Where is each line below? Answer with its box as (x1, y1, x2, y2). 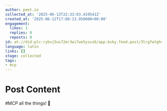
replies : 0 (9, 30, 32, 35)
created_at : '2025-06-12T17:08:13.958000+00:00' (5, 16, 108, 21)
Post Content (5, 84, 61, 95)
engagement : (5, 21, 30, 26)
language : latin (5, 44, 39, 49)
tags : (5, 58, 16, 63)
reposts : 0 (9, 35, 32, 40)
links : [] (5, 49, 26, 54)
